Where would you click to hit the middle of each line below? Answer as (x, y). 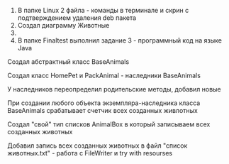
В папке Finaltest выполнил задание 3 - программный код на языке (119, 40)
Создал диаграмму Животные (63, 25)
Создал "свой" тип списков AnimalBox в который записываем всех (109, 124)
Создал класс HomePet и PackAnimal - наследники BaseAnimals (104, 75)
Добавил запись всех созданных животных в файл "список (97, 146)
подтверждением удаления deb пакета (77, 18)
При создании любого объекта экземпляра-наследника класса (104, 103)
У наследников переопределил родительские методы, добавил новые (114, 89)
